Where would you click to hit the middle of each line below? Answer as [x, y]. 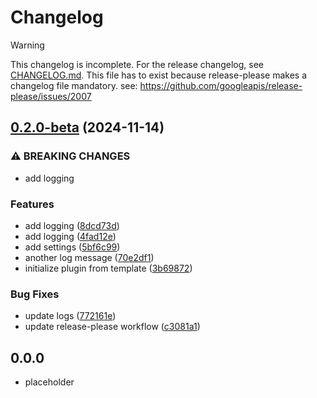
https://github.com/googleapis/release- [221, 85]
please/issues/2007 [51, 96]
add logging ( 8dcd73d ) [72, 225]
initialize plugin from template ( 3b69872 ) [108, 268]
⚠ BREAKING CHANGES [70, 156]
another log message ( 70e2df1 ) [89, 257]
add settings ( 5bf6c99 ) [72, 247]
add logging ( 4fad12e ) [70, 236]
